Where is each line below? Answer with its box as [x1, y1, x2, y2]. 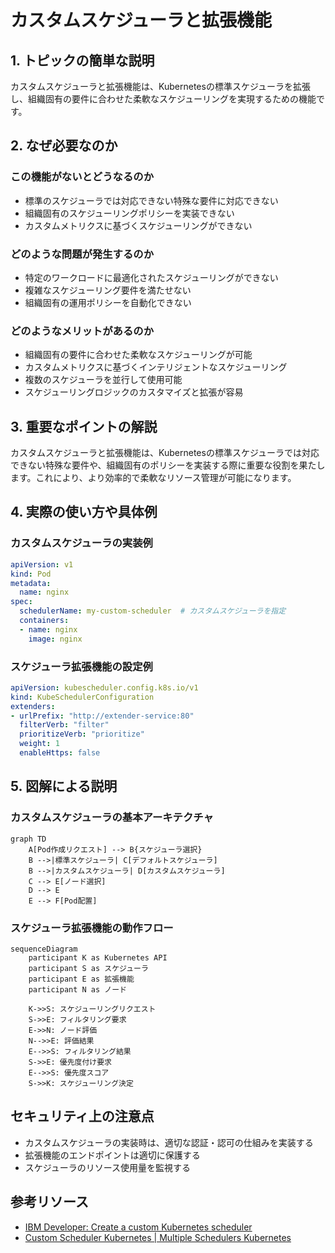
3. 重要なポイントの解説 [10, 418, 158, 435]
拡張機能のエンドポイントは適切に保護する [24, 1149, 201, 1161]
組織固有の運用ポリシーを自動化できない [24, 296, 192, 308]
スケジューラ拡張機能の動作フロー [10, 921, 174, 935]
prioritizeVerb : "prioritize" [19, 729, 145, 740]
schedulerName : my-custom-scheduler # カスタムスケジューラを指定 [19, 606, 287, 616]
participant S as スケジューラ [28, 963, 149, 973]
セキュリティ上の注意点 [10, 1108, 155, 1125]
